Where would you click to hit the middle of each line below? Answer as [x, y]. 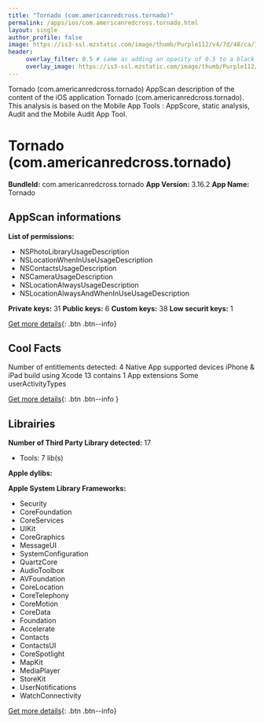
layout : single [33, 30]
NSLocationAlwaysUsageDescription [79, 284]
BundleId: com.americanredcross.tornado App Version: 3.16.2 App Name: [129, 184]
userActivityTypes [37, 384]
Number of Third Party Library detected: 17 [80, 443]
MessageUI [38, 545]
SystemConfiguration [54, 554]
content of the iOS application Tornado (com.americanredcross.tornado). [126, 97]
